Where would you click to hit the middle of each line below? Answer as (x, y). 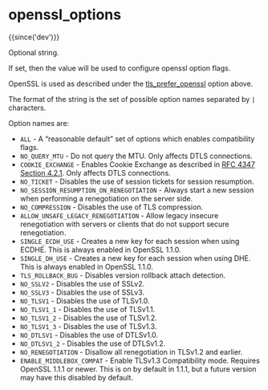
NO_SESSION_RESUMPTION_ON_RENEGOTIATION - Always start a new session (137, 189)
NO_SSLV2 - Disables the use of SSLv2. (82, 283)
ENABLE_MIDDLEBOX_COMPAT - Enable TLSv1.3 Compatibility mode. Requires (140, 360)
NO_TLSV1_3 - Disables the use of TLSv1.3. (88, 326)
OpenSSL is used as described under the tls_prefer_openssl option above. (131, 83)
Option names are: (39, 123)
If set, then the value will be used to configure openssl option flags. (120, 68)
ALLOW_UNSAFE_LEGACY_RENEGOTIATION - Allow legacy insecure (119, 215)
